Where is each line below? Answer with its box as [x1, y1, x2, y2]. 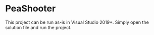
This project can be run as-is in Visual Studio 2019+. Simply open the [5, 19, 149, 25]
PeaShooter [5, 3, 56, 14]
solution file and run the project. [5, 24, 72, 30]
